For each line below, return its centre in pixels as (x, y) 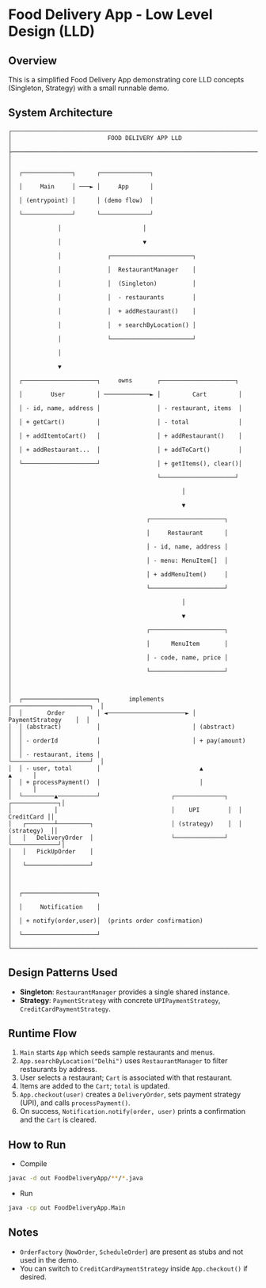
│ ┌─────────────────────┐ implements (86, 699)
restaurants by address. (58, 1070)
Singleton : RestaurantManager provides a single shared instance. (125, 992)
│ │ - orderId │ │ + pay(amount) (127, 741)
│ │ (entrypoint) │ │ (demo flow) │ (81, 200)
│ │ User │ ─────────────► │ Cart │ (125, 394)
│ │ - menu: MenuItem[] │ (118, 560)
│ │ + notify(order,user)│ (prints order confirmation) (106, 921)
